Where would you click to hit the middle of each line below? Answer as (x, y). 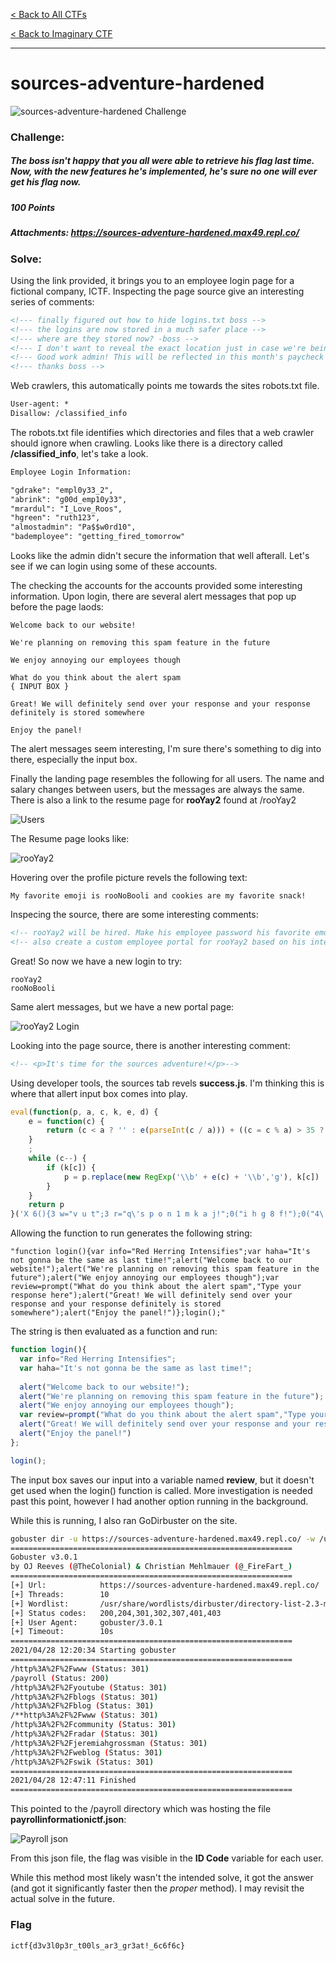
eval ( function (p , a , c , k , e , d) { (84, 1112)
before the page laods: (57, 607)
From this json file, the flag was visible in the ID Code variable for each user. (167, 1858)
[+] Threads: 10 (60, 1594)
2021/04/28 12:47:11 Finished (73, 1780)
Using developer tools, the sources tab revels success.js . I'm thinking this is (167, 1083)
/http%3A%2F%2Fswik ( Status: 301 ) (82, 1762)
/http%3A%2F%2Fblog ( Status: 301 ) (82, 1706)
